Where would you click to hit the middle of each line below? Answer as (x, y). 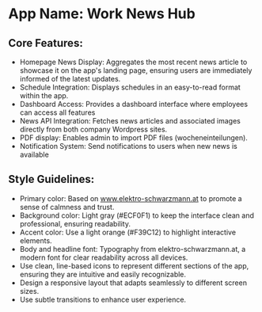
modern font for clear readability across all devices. (104, 257)
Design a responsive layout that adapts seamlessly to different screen (133, 283)
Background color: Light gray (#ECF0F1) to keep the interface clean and (137, 215)
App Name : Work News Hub (102, 14)
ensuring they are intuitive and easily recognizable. (103, 274)
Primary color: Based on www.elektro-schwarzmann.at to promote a (131, 198)
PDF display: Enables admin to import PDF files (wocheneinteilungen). (133, 138)
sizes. (29, 291)
